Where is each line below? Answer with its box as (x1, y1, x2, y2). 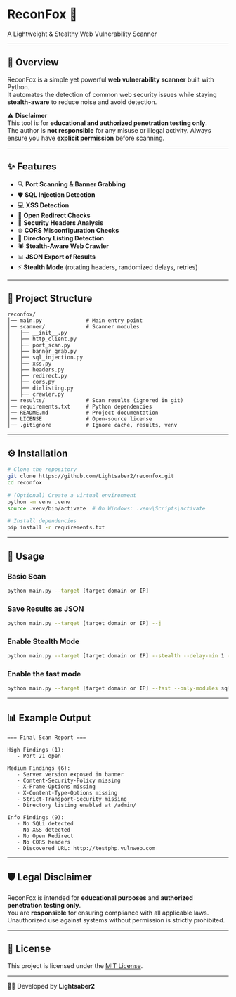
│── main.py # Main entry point (7, 317, 143, 324)
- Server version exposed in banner (16, 771, 124, 778)
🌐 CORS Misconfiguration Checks (17, 226, 119, 234)
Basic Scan (7, 571, 46, 581)
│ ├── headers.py (7, 366, 65, 373)
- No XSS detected (16, 826, 71, 834)
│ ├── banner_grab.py (7, 348, 77, 355)
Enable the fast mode (7, 669, 81, 679)
